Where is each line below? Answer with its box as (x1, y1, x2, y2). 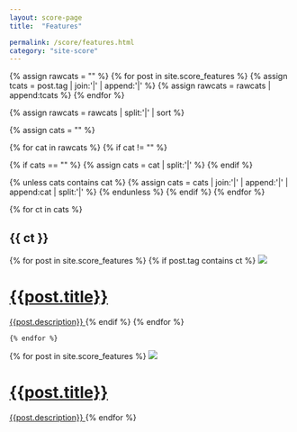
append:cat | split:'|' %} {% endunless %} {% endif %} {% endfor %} (9, 186, 265, 198)
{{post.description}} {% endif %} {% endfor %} (9, 317, 184, 327)
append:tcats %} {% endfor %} (9, 90, 125, 101)
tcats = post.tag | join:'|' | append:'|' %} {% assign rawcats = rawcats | (9, 80, 272, 91)
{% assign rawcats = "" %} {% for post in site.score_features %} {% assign (9, 71, 288, 82)
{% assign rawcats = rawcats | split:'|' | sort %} (9, 107, 184, 118)
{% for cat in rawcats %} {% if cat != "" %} (9, 142, 168, 153)
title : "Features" (9, 22, 83, 31)
